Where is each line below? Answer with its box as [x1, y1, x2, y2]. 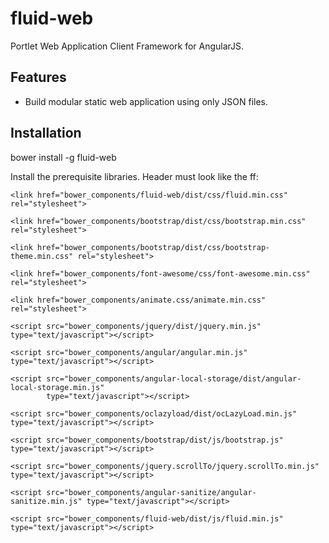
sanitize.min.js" [10, 496, 83, 506]
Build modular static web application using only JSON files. [24, 95, 269, 107]
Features [10, 69, 67, 86]
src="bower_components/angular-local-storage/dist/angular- [46, 373, 302, 384]
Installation [10, 125, 82, 142]
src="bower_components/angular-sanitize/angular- [46, 487, 257, 497]
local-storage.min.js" [10, 382, 105, 392]
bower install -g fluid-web [10, 151, 117, 163]
